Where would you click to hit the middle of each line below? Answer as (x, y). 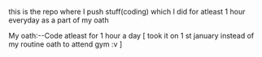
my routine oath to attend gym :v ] (65, 44)
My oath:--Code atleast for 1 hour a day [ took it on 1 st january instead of (131, 36)
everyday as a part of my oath (59, 20)
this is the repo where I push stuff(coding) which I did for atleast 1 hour (127, 12)
